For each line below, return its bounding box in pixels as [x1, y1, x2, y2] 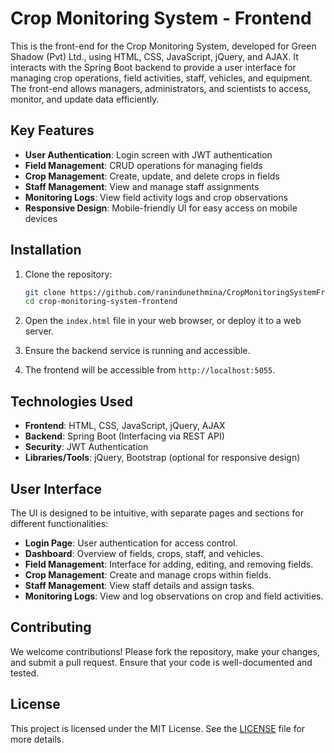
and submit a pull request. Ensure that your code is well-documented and [10, 656, 313, 668]
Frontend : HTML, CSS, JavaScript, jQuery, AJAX [24, 420, 226, 432]
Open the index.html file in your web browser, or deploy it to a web [24, 315, 302, 327]
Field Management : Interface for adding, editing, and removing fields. [24, 558, 314, 570]
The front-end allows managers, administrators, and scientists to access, [10, 82, 312, 94]
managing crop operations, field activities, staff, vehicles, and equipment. [10, 72, 313, 84]
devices [24, 212, 58, 224]
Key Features [10, 122, 95, 139]
